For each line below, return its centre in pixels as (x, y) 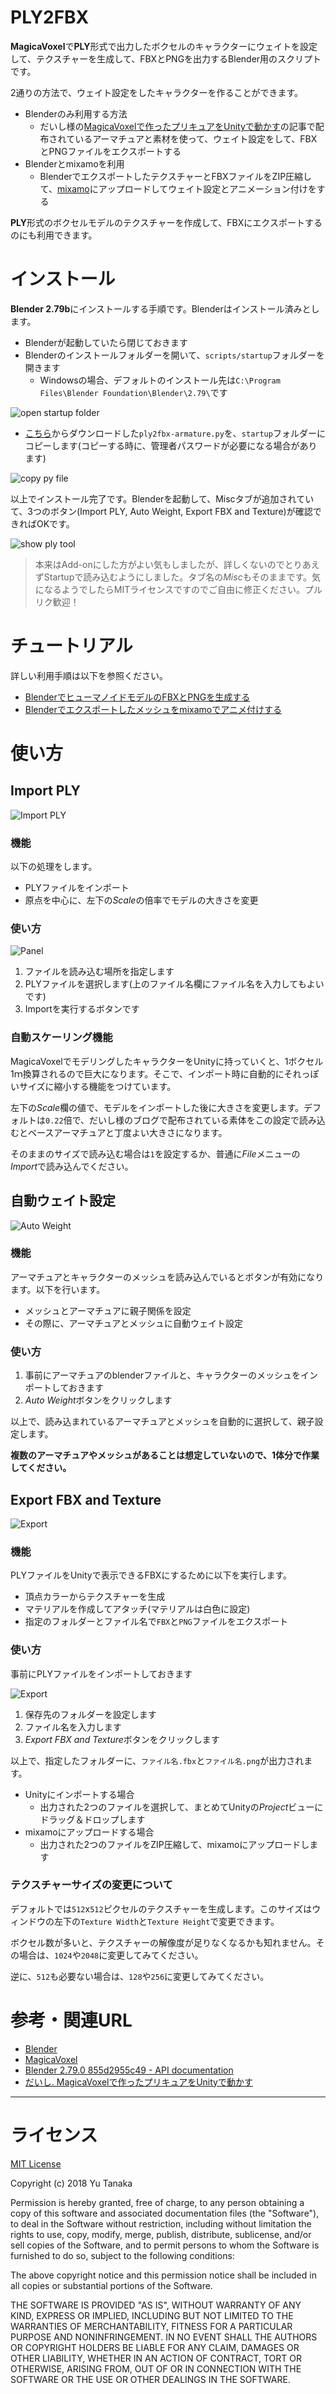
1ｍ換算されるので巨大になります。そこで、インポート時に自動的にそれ (156, 1073)
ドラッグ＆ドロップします (92, 1819)
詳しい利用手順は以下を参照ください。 (89, 675)
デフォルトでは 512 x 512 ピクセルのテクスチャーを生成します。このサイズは (161, 1908)
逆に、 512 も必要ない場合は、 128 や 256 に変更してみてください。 (140, 1976)
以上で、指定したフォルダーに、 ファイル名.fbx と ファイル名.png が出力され (157, 1760)
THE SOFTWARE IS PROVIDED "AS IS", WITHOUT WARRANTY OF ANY (156, 2305)
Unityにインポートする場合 (79, 1794)
